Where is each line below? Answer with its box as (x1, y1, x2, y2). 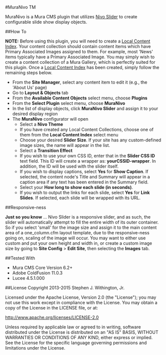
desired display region (12, 111, 58, 117)
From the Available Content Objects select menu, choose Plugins (12, 95, 148, 101)
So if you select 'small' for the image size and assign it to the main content (5, 224, 157, 230)
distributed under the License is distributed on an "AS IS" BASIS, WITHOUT (5, 329, 159, 335)
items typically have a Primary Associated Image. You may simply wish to (5, 54, 155, 60)
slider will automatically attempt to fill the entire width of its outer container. (5, 220, 159, 225)
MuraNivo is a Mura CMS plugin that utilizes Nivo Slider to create (5, 14, 138, 19)
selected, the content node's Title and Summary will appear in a (19, 174, 150, 179)
